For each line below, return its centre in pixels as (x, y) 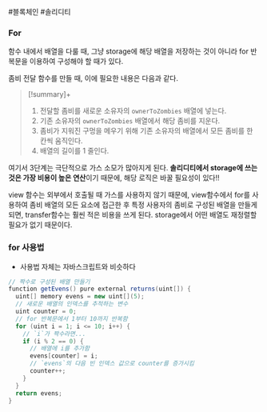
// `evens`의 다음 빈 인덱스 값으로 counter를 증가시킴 (112, 364)
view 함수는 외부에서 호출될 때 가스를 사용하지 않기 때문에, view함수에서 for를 (129, 195)
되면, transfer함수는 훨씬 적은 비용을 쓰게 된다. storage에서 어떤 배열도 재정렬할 (133, 215)
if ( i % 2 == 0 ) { (53, 341)
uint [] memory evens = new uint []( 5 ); (80, 297)
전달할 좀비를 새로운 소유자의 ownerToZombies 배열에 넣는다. (133, 111)
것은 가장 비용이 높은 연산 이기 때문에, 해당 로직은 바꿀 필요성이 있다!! (114, 178)
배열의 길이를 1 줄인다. (74, 151)
